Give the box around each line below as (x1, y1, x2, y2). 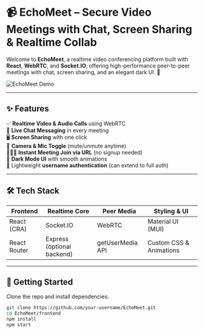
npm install (6, 316, 36, 322)
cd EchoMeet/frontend (6, 310, 61, 317)
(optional (45, 242, 72, 251)
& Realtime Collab (6, 35, 97, 49)
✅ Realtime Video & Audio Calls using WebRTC (6, 120, 126, 127)
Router (9, 246, 29, 254)
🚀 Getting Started (6, 277, 73, 287)
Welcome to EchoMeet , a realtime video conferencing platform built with (6, 55, 188, 63)
